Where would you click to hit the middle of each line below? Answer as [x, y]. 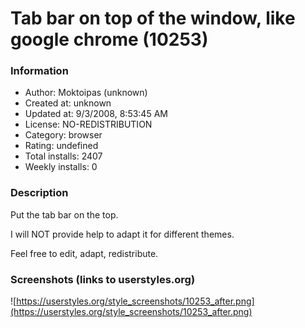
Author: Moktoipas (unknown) [86, 93]
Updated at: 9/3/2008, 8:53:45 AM [96, 114]
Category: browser [63, 135]
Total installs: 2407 [63, 156]
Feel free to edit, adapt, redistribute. [84, 253]
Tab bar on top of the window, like [153, 18]
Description [39, 193]
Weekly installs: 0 [61, 167]
